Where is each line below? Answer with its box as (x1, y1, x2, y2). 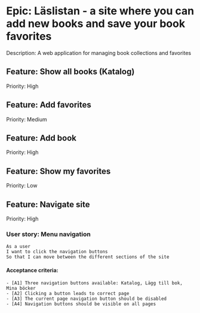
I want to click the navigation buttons (6, 249, 109, 255)
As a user (6, 244, 31, 250)
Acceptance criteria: (6, 266, 59, 274)
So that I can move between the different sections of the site (6, 254, 170, 260)
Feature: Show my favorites (6, 166, 111, 176)
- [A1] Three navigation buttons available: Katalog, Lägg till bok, (6, 280, 183, 286)
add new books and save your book (6, 17, 186, 30)
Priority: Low (6, 182, 38, 189)
